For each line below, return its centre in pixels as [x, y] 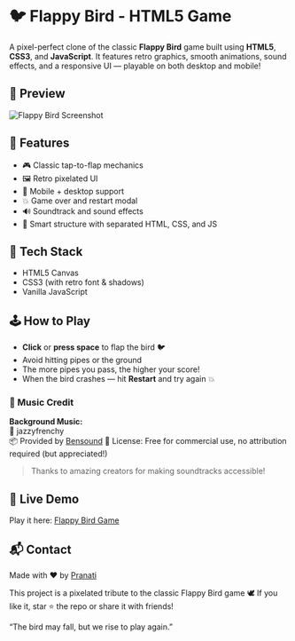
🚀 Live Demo [44, 499]
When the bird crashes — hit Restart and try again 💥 [118, 379]
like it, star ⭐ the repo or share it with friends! [92, 606]
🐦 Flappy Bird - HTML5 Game [120, 16]
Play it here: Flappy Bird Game [64, 520]
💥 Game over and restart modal [80, 201]
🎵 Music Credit [41, 402]
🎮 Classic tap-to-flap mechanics [82, 165]
